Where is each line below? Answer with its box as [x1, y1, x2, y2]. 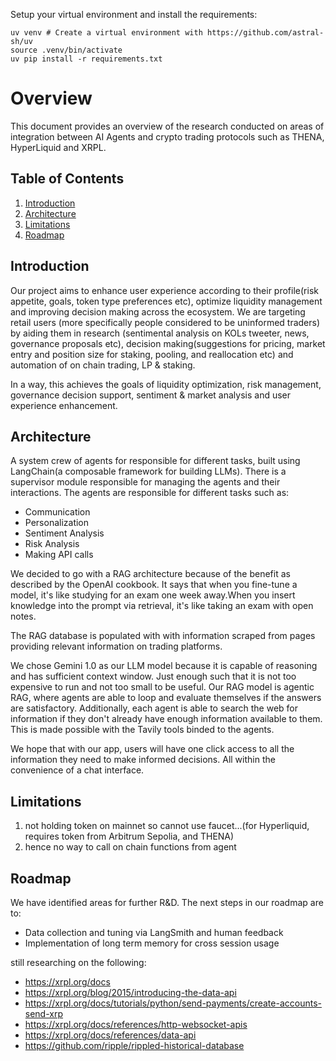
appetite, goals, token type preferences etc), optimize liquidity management [10, 295, 323, 307]
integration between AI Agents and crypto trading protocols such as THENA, [10, 130, 325, 143]
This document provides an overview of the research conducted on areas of [10, 120, 325, 132]
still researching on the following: [10, 957, 147, 968]
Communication [24, 506, 91, 518]
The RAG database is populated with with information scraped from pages [10, 630, 316, 642]
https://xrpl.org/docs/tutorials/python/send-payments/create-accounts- [24, 997, 322, 1009]
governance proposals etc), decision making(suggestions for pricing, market [10, 337, 326, 349]
